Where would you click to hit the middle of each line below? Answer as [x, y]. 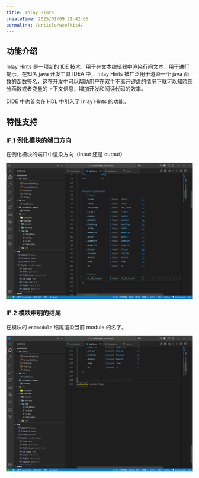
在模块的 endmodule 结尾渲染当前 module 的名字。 [67, 327]
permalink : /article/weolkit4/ [45, 25]
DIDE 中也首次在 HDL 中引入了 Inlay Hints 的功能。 [68, 101]
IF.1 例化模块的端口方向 [39, 140]
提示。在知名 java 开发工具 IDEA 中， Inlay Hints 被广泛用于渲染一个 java [94, 74]
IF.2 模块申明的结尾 [33, 313]
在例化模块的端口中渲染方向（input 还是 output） [66, 154]
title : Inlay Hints [30, 12]
